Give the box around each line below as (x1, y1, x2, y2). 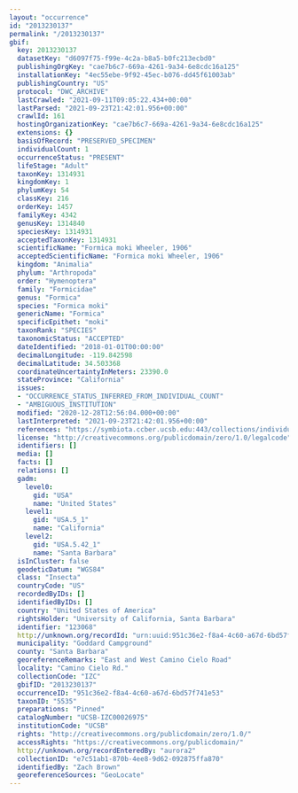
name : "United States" (32, 499, 117, 508)
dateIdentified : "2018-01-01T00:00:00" (17, 342, 165, 351)
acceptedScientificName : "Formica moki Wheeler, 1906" (17, 252, 224, 261)
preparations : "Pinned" (17, 705, 105, 714)
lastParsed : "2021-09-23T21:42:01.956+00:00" (17, 104, 189, 113)
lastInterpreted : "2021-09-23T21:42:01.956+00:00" (17, 416, 208, 425)
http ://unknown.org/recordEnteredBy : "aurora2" (17, 746, 197, 755)
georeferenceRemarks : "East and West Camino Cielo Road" (17, 656, 232, 665)
